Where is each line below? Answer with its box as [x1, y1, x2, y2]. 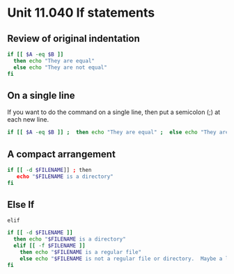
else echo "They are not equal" [13, 64, 108, 71]
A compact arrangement [7, 148, 116, 160]
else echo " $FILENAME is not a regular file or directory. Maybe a [19, 255, 223, 262]
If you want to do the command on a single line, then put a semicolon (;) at [7, 108, 221, 116]
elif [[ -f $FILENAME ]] [13, 242, 86, 250]
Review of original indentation [7, 33, 141, 45]
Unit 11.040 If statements [7, 5, 155, 21]
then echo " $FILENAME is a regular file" [19, 249, 141, 256]
